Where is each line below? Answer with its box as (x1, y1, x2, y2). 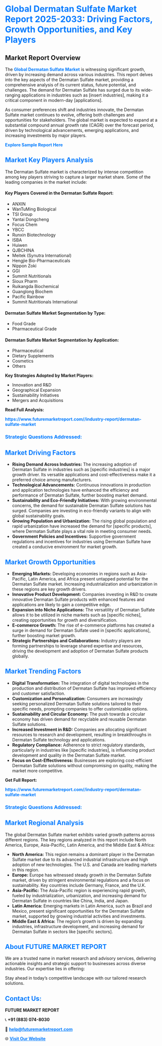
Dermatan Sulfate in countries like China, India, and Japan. (12, 898, 129, 903)
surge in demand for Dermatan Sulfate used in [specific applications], (12, 627, 151, 633)
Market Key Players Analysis (5, 156, 93, 164)
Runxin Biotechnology (12, 232, 56, 238)
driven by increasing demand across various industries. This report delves (5, 72, 153, 77)
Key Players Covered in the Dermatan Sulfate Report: (5, 190, 114, 196)
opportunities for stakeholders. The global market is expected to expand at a (5, 117, 158, 123)
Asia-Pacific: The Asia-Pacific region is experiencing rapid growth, (12, 887, 147, 893)
